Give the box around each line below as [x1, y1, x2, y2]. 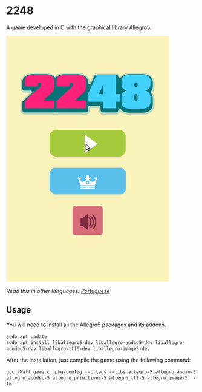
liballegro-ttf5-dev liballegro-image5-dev [38, 345, 150, 352]
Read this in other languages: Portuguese [6, 287, 110, 294]
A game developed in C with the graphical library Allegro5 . [6, 24, 152, 31]
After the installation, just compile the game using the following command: [6, 356, 191, 363]
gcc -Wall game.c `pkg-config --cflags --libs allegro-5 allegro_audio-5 [6, 368, 197, 375]
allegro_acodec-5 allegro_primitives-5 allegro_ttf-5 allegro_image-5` [6, 374, 191, 381]
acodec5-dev [6, 345, 36, 352]
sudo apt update [6, 333, 47, 340]
